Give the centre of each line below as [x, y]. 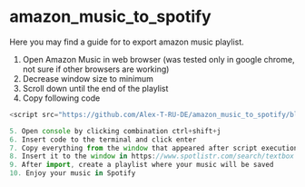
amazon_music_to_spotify [110, 17]
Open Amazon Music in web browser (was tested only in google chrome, [158, 59]
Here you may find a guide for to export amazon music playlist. [127, 42]
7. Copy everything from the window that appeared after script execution [154, 148]
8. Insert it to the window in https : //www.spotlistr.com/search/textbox [152, 156]
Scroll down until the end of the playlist [95, 88]
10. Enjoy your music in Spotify [73, 173]
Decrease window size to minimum [88, 78]
